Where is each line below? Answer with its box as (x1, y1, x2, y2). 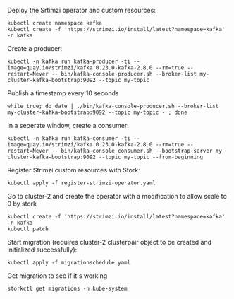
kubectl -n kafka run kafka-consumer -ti (7, 135, 131, 142)
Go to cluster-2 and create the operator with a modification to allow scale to (7, 192, 227, 200)
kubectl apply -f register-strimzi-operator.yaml (7, 180, 156, 187)
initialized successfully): (7, 245, 78, 254)
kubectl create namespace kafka (7, 20, 102, 27)
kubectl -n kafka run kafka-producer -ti (7, 58, 131, 65)
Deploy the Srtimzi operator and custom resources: (7, 6, 156, 14)
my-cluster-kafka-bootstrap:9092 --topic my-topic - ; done (7, 109, 188, 116)
